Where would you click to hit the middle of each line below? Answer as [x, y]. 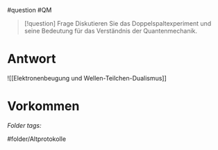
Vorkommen [43, 106]
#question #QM [30, 10]
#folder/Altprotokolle [37, 139]
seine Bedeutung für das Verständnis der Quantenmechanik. [111, 31]
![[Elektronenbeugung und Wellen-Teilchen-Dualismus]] [87, 78]
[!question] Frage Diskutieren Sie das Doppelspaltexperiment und [118, 23]
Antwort [32, 59]
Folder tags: [24, 125]
